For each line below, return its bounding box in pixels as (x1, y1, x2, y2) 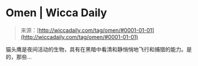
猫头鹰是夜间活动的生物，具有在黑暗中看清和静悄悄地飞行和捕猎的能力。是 (5, 46, 192, 53)
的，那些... (5, 53, 32, 60)
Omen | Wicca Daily (5, 6, 108, 20)
